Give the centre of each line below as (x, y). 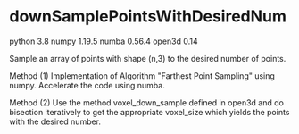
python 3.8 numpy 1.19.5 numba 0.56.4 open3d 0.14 (104, 41)
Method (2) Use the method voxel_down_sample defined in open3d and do (146, 102)
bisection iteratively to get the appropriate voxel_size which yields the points (149, 112)
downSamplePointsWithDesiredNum (148, 17)
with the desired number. (55, 121)
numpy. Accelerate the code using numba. (87, 85)
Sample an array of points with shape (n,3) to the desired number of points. (148, 58)
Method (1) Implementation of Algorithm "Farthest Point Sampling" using (142, 75)
